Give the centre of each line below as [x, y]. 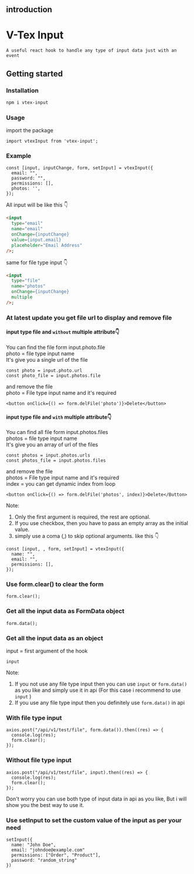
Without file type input [39, 760]
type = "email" [27, 223]
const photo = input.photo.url [44, 370]
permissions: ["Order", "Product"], [56, 855]
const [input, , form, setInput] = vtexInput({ [65, 549]
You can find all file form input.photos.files [57, 432]
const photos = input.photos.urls [48, 456]
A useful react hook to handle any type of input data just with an [91, 51]
